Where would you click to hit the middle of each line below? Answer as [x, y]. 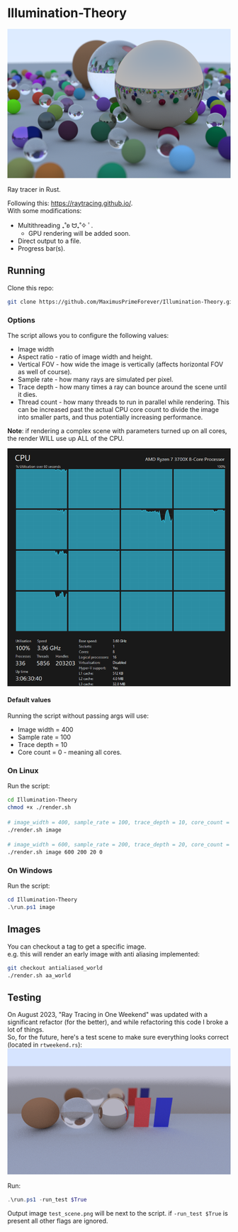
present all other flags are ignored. [58, 1221]
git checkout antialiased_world [55, 968]
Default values [29, 700]
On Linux [23, 770]
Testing [24, 998]
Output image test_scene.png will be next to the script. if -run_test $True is [118, 1213]
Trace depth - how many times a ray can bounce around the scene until [122, 387]
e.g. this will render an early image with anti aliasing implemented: [103, 954]
